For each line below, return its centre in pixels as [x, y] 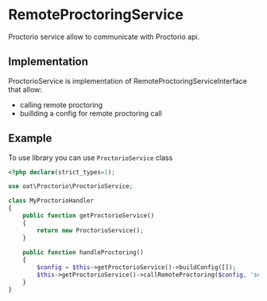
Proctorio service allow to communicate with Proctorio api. [104, 37]
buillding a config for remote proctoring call [91, 113]
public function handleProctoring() [83, 252]
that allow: [25, 89]
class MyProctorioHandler [51, 201]
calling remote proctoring [61, 104]
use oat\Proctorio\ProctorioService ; [71, 186]
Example [30, 138]
